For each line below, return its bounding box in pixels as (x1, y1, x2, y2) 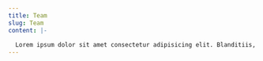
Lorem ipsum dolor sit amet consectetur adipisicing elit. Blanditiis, (15, 41, 257, 49)
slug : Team (8, 19, 44, 27)
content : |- (8, 26, 47, 34)
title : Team (8, 11, 47, 20)
